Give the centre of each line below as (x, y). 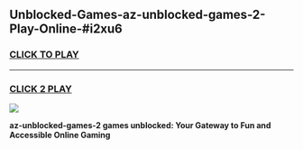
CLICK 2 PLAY (41, 88)
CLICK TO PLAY (44, 55)
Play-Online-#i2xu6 (66, 29)
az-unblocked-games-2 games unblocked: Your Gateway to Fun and (140, 125)
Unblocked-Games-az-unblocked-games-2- (138, 15)
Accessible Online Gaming (60, 135)
